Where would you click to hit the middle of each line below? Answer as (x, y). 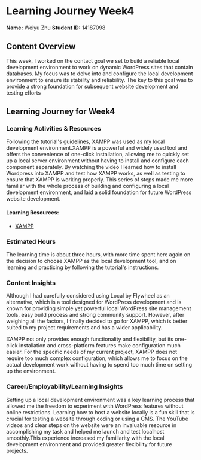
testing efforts (24, 93)
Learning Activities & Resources (54, 129)
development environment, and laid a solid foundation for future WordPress (99, 192)
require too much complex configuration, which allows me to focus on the (97, 358)
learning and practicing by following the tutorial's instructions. (83, 267)
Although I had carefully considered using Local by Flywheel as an (88, 296)
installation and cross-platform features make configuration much (100, 346)
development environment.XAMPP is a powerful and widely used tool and (97, 148)
